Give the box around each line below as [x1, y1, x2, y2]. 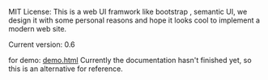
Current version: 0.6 [8, 40, 75, 49]
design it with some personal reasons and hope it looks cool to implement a [8, 15, 261, 25]
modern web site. [8, 24, 67, 33]
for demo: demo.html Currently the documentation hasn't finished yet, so [8, 56, 253, 65]
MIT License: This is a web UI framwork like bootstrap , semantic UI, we [8, 7, 248, 16]
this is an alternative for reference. [8, 64, 123, 74]
